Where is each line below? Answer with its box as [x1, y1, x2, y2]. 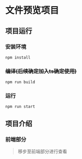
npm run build [5, 79, 36, 85]
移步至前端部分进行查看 [17, 148, 67, 154]
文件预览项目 [5, 5, 60, 16]
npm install [5, 55, 31, 60]
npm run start [5, 104, 36, 110]
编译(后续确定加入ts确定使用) [5, 67, 77, 74]
